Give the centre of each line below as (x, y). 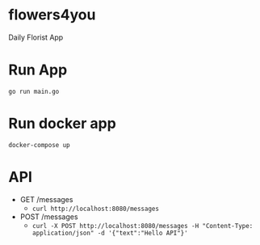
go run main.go (34, 91)
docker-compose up (39, 145)
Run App (38, 70)
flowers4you (52, 15)
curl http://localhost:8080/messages (96, 209)
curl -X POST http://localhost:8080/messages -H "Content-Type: (143, 226)
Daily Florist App (36, 37)
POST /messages (49, 217)
